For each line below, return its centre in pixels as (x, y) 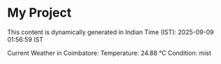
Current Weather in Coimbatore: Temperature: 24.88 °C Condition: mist (109, 53)
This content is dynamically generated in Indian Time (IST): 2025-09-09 (110, 32)
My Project (39, 13)
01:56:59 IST (25, 39)
